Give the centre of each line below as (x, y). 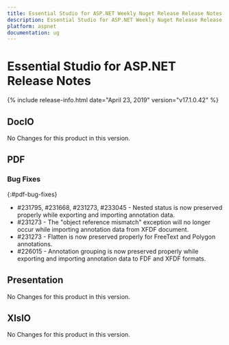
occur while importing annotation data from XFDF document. (103, 229)
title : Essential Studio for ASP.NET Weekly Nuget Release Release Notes (115, 13)
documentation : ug (33, 33)
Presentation (35, 280)
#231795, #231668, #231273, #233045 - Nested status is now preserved (120, 207)
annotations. (35, 243)
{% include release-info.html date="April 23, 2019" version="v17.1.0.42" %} (113, 100)
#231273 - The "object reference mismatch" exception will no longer (114, 222)
